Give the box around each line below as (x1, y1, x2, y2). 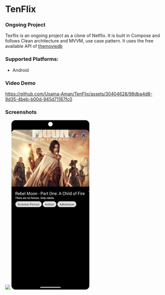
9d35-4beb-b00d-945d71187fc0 (5, 96, 72, 102)
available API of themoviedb (5, 43, 63, 49)
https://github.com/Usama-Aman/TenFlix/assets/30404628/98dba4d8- (5, 91, 153, 97)
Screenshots (5, 109, 37, 115)
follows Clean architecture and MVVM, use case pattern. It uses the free (5, 38, 154, 44)
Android (12, 67, 29, 73)
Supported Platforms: (5, 56, 59, 63)
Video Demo (5, 79, 36, 86)
